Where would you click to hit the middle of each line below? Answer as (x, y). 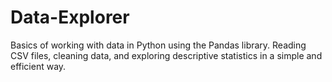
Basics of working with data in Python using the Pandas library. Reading (158, 45)
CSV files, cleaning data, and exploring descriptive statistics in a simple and (166, 55)
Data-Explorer (70, 17)
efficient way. (38, 66)
